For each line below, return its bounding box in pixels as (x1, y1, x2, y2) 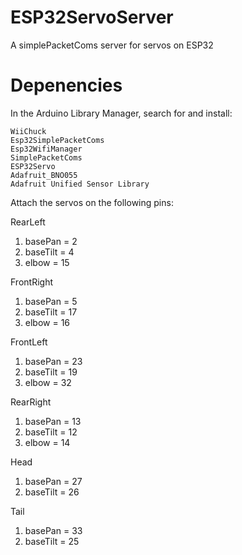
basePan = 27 (24, 475, 83, 487)
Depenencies (10, 74, 123, 97)
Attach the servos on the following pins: (10, 196, 174, 208)
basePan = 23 (24, 355, 83, 367)
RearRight (10, 396, 52, 408)
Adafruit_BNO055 (10, 170, 78, 180)
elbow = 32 (24, 376, 72, 388)
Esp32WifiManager (10, 144, 83, 154)
